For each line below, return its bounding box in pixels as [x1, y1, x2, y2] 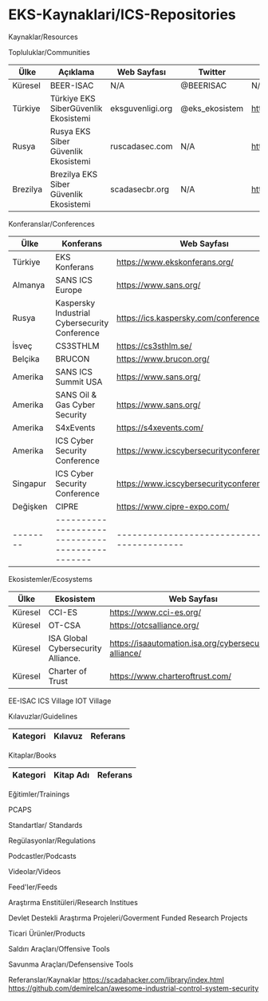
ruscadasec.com [110, 140, 173, 152]
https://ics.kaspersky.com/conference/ [116, 312, 262, 323]
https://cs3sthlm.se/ [116, 340, 192, 351]
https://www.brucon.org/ [116, 353, 210, 364]
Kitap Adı [53, 769, 90, 780]
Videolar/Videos [8, 866, 61, 876]
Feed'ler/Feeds [8, 882, 58, 892]
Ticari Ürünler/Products [8, 928, 85, 938]
